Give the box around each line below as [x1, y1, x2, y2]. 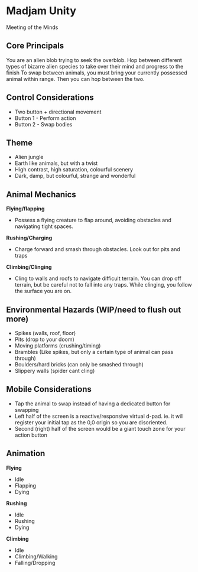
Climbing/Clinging [6, 264, 52, 271]
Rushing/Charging [6, 235, 53, 242]
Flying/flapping [6, 205, 45, 212]
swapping [14, 406, 39, 413]
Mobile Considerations [6, 384, 92, 394]
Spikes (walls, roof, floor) [14, 330, 76, 336]
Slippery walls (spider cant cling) [14, 368, 95, 374]
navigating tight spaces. [14, 223, 74, 230]
